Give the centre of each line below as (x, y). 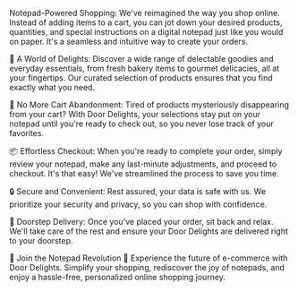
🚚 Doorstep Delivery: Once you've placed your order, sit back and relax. (141, 222)
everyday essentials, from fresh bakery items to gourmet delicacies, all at (145, 68)
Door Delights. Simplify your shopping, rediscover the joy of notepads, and (147, 267)
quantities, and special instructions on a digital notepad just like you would (146, 32)
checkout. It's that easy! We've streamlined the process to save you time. (144, 173)
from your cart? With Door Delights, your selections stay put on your (135, 114)
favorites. (27, 133)
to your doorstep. (41, 240)
